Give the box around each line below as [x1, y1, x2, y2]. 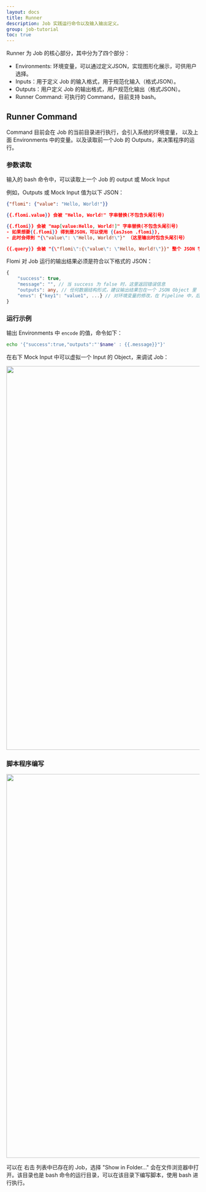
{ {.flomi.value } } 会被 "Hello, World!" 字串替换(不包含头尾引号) [6, 212, 165, 219]
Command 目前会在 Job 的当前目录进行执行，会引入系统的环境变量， [6, 128, 181, 136]
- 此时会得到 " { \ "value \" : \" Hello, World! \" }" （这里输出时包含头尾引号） [6, 235, 188, 241]
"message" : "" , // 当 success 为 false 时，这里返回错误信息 [17, 281, 166, 287]
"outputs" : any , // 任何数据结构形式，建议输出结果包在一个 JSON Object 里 [17, 287, 197, 294]
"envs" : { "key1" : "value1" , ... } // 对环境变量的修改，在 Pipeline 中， [17, 292, 196, 298]
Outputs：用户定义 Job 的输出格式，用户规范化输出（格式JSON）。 [15, 85, 184, 93]
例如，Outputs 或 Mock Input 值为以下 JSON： [6, 189, 124, 197]
